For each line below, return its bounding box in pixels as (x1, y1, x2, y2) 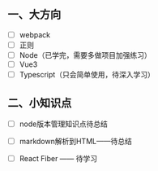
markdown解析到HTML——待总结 (19, 137, 133, 146)
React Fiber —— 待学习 (19, 154, 98, 164)
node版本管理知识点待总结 (19, 119, 109, 129)
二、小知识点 (7, 96, 72, 110)
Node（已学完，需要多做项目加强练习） (19, 50, 152, 59)
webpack (19, 29, 50, 39)
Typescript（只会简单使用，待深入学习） (19, 70, 155, 80)
